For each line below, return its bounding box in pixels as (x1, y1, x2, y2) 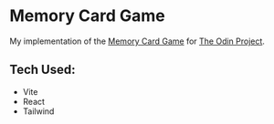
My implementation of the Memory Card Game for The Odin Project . (9, 36, 265, 46)
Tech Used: (9, 62, 76, 77)
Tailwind (22, 106, 55, 117)
